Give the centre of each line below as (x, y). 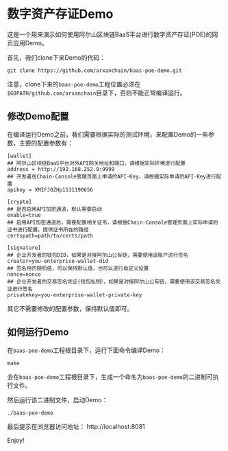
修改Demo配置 (38, 116)
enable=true (24, 215)
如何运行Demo (38, 333)
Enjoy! (16, 440)
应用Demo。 (30, 43)
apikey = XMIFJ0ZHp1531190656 (50, 189)
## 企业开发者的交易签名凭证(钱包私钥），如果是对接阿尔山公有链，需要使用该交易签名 (111, 281)
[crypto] (20, 202)
